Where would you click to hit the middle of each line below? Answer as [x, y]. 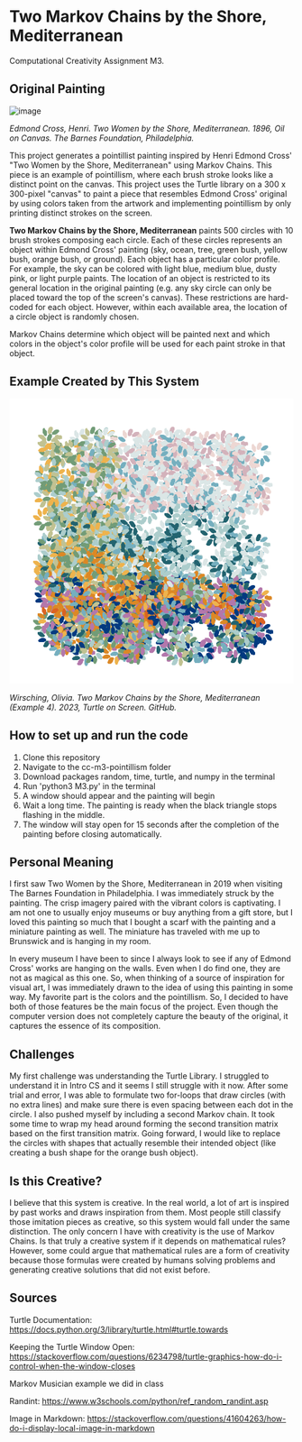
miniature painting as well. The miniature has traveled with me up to [135, 932]
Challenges [42, 1054]
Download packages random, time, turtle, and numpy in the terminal [149, 776]
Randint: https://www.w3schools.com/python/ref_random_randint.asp [139, 1401]
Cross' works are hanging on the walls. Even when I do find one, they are [145, 969]
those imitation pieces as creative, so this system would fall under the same [150, 1222]
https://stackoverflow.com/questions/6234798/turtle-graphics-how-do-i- [146, 1356]
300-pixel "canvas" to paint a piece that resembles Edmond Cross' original [148, 193]
